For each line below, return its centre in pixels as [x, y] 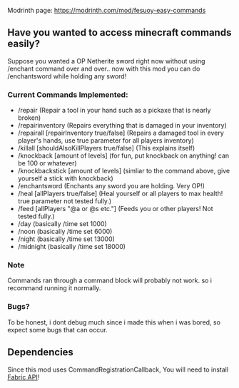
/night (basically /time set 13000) [66, 239]
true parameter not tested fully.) [65, 201]
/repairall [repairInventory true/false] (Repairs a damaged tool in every [121, 133]
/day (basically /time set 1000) [62, 224]
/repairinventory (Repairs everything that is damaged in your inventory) [122, 126]
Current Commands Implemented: [68, 94]
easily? [24, 44]
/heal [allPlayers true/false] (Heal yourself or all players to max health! [120, 194]
